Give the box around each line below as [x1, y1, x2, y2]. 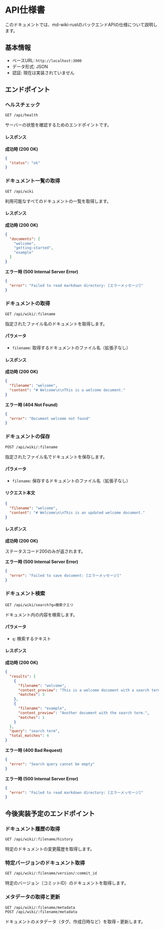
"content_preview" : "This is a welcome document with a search [18, 688, 150, 693]
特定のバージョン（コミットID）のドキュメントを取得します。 [5, 880, 129, 886]
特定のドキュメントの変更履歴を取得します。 [5, 846, 95, 852]
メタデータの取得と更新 [5, 894, 60, 901]
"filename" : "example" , [18, 706, 67, 711]
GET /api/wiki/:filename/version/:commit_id [5, 871, 97, 876]
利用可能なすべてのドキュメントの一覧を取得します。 [5, 198, 111, 204]
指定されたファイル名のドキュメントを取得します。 [5, 321, 107, 327]
